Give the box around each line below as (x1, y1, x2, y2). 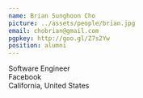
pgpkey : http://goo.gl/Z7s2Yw (8, 34, 111, 43)
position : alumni (8, 42, 67, 50)
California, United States (8, 81, 90, 91)
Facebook (8, 72, 42, 82)
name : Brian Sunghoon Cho (8, 11, 95, 20)
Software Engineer (8, 63, 70, 73)
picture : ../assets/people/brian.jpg (8, 19, 136, 27)
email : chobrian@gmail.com (8, 27, 99, 35)
